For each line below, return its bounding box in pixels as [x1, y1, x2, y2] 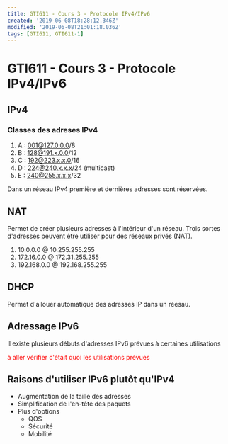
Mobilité [28, 430, 52, 438]
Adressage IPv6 [7, 320, 79, 333]
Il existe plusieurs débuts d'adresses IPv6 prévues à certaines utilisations [7, 339, 221, 348]
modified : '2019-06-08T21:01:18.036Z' [7, 23, 122, 30]
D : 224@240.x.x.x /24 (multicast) [17, 164, 115, 172]
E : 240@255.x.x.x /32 [17, 171, 81, 180]
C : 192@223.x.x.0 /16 [17, 156, 80, 165]
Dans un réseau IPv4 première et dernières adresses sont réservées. [7, 185, 208, 193]
